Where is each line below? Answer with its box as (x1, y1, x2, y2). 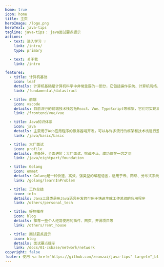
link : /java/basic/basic (14, 133, 64, 138)
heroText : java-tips (5, 25, 47, 30)
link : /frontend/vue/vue (14, 111, 64, 116)
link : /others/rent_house (14, 223, 67, 227)
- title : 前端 (9, 97, 37, 102)
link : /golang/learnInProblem (14, 178, 76, 183)
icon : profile (14, 146, 42, 151)
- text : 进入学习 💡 (9, 39, 46, 44)
